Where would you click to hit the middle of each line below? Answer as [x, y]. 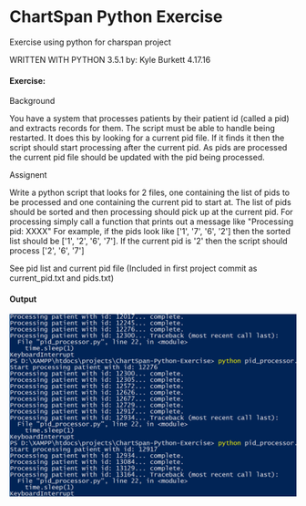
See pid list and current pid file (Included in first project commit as [133, 268]
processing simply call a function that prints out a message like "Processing [152, 222]
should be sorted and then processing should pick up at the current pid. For [151, 212]
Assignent [28, 175]
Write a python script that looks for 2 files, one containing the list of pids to [149, 192]
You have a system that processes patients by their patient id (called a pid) [149, 119]
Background [32, 101]
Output [23, 299]
